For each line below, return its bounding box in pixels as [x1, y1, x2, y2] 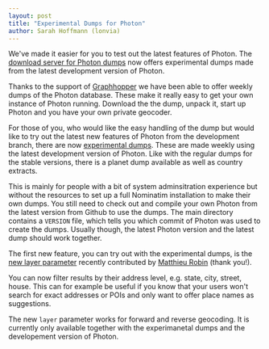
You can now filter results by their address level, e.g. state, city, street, [8, 273, 242, 283]
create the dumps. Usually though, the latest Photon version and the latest [8, 225, 255, 234]
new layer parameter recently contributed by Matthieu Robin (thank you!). [8, 258, 252, 267]
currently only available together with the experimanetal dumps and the [8, 323, 246, 333]
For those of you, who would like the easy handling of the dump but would [8, 123, 255, 133]
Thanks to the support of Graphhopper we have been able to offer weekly [8, 82, 253, 91]
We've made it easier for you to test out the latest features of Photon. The [8, 49, 252, 59]
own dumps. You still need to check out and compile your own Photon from [8, 199, 258, 208]
